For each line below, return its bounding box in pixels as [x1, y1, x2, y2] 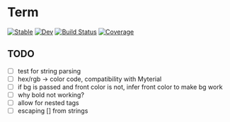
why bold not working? [17, 90, 85, 99]
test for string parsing [17, 66, 81, 75]
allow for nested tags [17, 99, 79, 106]
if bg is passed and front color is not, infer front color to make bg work [17, 83, 223, 91]
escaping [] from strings [17, 106, 88, 115]
